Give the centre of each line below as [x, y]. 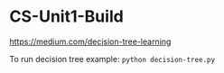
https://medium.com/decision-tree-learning [90, 41]
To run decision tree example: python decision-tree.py [112, 59]
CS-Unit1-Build [66, 17]
